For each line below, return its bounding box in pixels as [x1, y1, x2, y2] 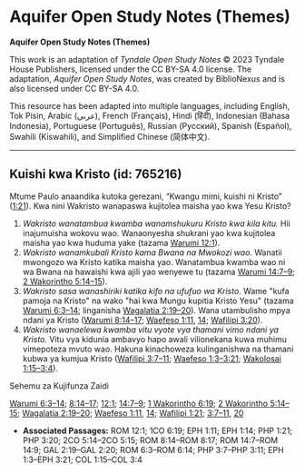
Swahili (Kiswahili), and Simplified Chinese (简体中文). [9, 131, 211, 142]
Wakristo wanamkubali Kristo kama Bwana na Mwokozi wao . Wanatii [22, 247, 283, 258]
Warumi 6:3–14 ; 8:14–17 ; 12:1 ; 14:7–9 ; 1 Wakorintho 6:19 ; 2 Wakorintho [9, 398, 269, 409]
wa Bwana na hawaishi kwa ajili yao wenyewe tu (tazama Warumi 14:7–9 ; [22, 266, 295, 277]
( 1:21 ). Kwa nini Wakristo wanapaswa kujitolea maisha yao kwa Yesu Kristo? [9, 200, 292, 211]
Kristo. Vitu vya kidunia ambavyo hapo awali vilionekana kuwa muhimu [22, 333, 288, 344]
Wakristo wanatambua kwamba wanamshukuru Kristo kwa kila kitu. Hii [22, 218, 290, 229]
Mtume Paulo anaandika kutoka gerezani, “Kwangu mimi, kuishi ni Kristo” [9, 191, 283, 202]
